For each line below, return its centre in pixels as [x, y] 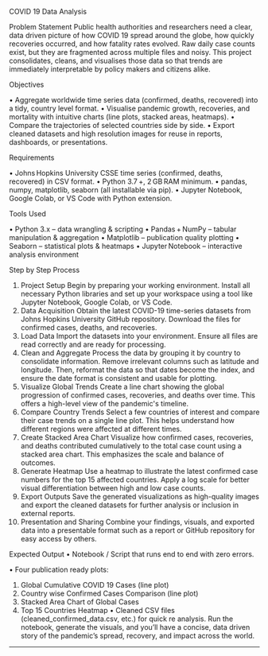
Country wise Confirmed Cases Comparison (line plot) [109, 593]
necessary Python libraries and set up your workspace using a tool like [136, 294]
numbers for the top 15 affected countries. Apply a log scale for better [135, 479]
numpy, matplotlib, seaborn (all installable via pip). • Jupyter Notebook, [126, 190]
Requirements [32, 157]
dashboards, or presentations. [58, 142]
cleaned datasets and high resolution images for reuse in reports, [116, 134]
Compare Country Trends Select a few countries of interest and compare [140, 412]
